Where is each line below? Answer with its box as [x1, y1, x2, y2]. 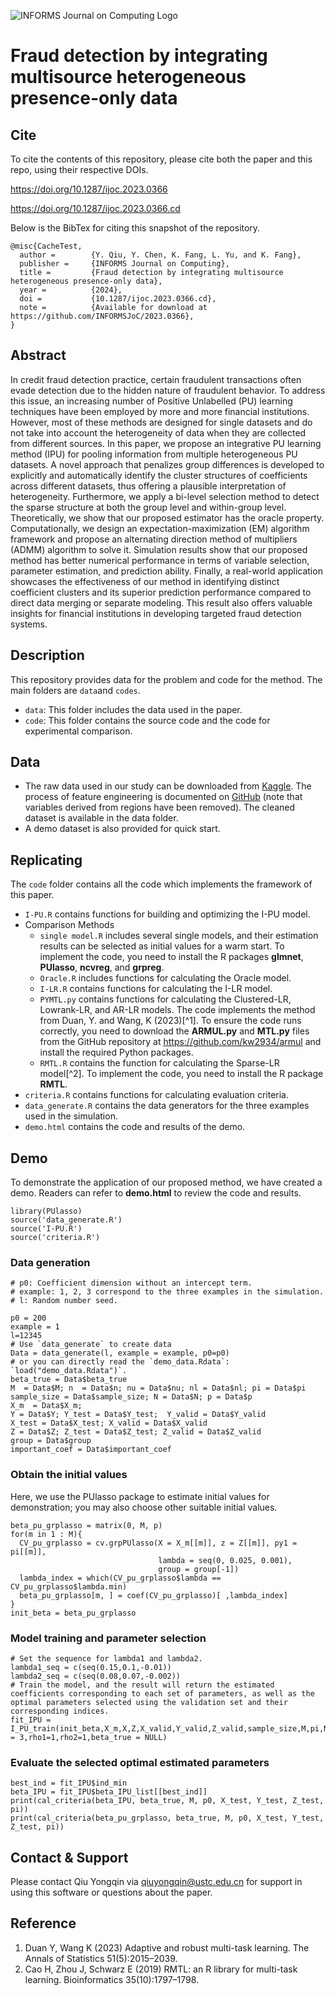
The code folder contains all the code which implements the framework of [10, 878, 313, 890]
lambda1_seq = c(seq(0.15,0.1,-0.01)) [10, 1662, 172, 1672]
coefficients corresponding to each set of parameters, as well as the [10, 1688, 315, 1699]
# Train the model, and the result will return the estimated [10, 1680, 275, 1690]
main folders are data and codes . [10, 684, 141, 696]
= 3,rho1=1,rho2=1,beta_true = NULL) [10, 1732, 168, 1742]
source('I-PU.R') [10, 1224, 83, 1234]
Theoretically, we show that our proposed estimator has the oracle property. [10, 511, 325, 524]
